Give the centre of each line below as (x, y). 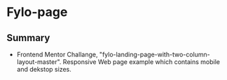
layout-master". (39, 62)
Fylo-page (37, 12)
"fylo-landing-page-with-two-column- (155, 54)
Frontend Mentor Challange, (57, 54)
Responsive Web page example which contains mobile (142, 62)
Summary (28, 38)
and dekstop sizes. (44, 69)
